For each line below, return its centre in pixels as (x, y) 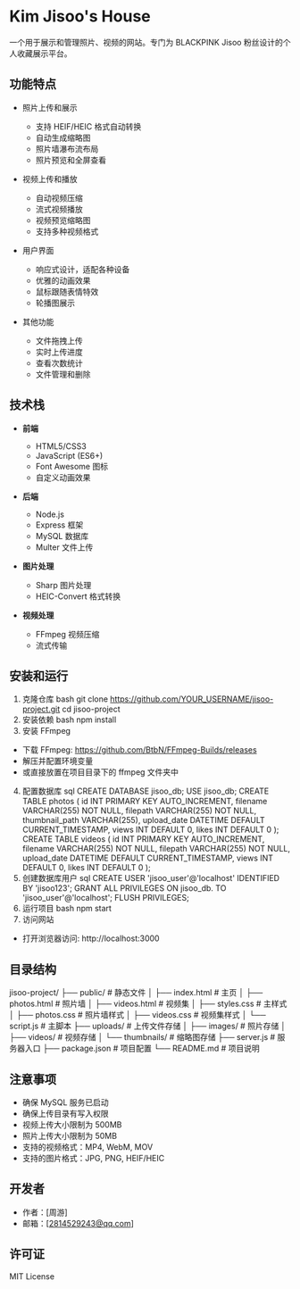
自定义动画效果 (63, 477)
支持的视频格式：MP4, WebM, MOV (87, 1147)
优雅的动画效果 (63, 280)
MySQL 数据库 (62, 536)
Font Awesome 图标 (72, 466)
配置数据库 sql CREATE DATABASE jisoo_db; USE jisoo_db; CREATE (146, 791)
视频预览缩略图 (63, 220)
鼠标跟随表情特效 (67, 291)
